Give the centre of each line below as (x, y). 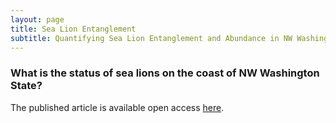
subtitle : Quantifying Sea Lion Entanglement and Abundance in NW (151, 38)
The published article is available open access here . (117, 107)
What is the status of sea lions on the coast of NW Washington (165, 73)
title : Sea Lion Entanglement (73, 29)
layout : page (37, 19)
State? (26, 86)
